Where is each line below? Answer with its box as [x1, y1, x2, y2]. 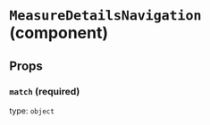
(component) [9, 23, 109, 43]
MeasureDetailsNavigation [9, 7, 202, 24]
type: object [9, 105, 55, 116]
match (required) [9, 85, 80, 97]
